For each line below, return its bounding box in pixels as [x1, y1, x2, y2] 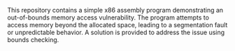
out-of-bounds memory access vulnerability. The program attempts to [7, 13, 210, 22]
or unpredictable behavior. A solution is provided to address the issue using [7, 28, 225, 36]
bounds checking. [7, 36, 59, 44]
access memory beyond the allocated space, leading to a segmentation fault [7, 21, 228, 29]
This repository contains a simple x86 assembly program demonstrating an [7, 6, 224, 14]
